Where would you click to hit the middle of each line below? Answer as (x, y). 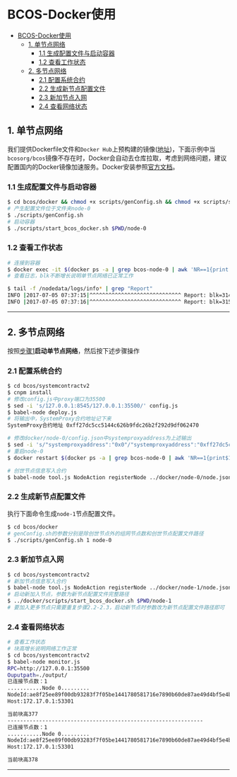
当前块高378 (23, 760)
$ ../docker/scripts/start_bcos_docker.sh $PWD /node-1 (90, 601)
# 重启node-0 (25, 451)
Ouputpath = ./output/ (38, 675)
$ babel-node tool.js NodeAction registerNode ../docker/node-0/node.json (120, 477)
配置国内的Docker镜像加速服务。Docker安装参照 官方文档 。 (93, 166)
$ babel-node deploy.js (42, 412)
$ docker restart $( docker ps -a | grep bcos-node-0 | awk (96, 458)
